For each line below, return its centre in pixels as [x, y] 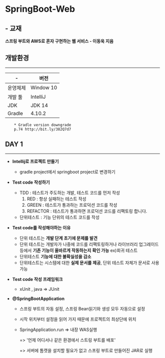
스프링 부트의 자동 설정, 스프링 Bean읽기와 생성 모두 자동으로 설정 [82, 308]
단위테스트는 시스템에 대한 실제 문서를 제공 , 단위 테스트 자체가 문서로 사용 [89, 262]
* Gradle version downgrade [42, 125]
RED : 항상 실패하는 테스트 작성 [57, 199]
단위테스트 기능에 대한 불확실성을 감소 [55, 256]
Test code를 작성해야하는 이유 [41, 227]
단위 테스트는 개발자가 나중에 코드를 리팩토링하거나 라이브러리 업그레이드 [89, 244]
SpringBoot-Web [40, 9]
